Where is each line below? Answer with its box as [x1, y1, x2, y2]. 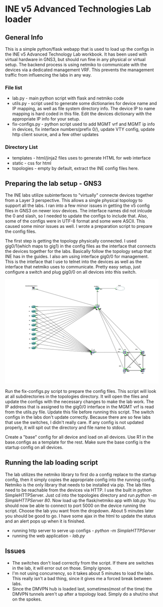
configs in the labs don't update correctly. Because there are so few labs [5, 414, 151, 420]
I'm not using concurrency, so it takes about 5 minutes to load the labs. [12, 570, 155, 576]
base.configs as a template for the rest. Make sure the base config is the [5, 439, 151, 445]
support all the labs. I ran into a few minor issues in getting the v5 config [5, 202, 150, 208]
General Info [5, 33, 43, 41]
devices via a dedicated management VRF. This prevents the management [5, 67, 154, 73]
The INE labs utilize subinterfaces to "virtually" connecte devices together [5, 192, 153, 198]
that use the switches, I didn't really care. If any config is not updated [5, 419, 144, 425]
